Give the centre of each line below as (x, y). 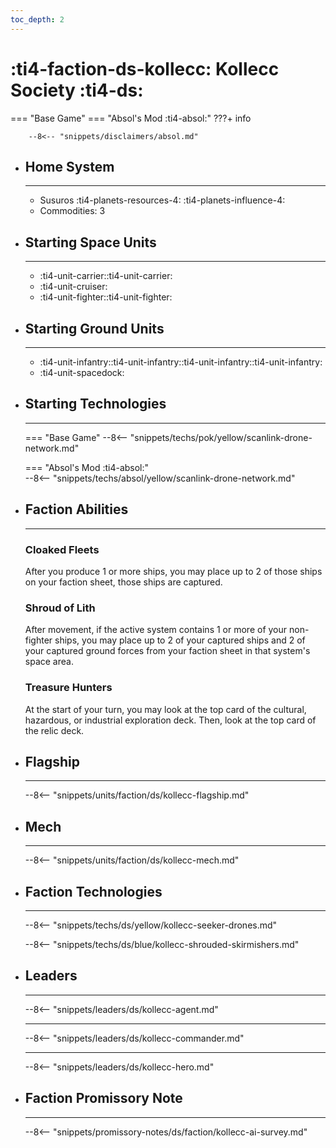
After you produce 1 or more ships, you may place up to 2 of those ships (173, 571)
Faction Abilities (76, 509)
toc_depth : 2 (37, 19)
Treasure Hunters (68, 688)
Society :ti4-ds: (77, 90)
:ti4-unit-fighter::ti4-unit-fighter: (106, 297)
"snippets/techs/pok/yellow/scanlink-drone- (221, 437)
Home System (69, 166)
